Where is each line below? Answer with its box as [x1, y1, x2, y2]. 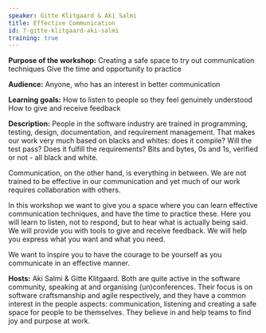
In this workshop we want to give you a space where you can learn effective [8, 201, 258, 210]
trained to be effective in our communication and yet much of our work [8, 177, 241, 186]
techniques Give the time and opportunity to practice [8, 65, 182, 74]
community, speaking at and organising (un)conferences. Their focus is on [8, 282, 253, 292]
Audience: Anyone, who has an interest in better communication [8, 80, 221, 89]
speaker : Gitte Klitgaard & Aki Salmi [8, 11, 137, 20]
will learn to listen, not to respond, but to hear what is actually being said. [8, 217, 248, 227]
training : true [8, 33, 59, 42]
